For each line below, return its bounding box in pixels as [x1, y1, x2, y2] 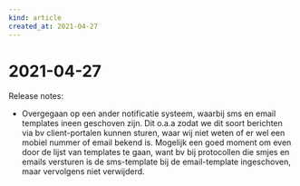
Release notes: [8, 91, 64, 102]
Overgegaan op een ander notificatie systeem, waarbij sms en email [21, 108, 276, 119]
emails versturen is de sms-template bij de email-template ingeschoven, [21, 156, 291, 168]
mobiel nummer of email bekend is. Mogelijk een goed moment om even [21, 137, 292, 148]
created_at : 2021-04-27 [8, 22, 99, 31]
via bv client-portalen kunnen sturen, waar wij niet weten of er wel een [21, 128, 285, 139]
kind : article [8, 13, 63, 23]
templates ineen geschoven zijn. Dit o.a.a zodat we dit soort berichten [21, 118, 283, 129]
